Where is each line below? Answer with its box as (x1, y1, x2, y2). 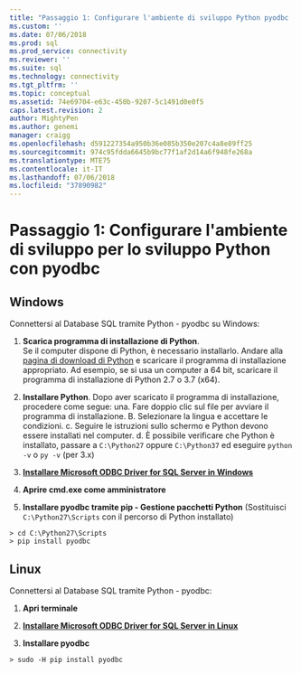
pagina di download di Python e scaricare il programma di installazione (22, 355, 287, 366)
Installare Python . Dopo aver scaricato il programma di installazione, (22, 392, 280, 403)
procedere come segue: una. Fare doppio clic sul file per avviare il (22, 401, 269, 412)
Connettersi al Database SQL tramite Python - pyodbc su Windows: (9, 318, 260, 330)
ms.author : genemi (9, 123, 79, 132)
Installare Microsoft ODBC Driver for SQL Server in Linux (22, 620, 239, 631)
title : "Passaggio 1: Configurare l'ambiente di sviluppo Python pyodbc (9, 13, 289, 23)
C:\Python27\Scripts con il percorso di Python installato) (22, 511, 234, 522)
